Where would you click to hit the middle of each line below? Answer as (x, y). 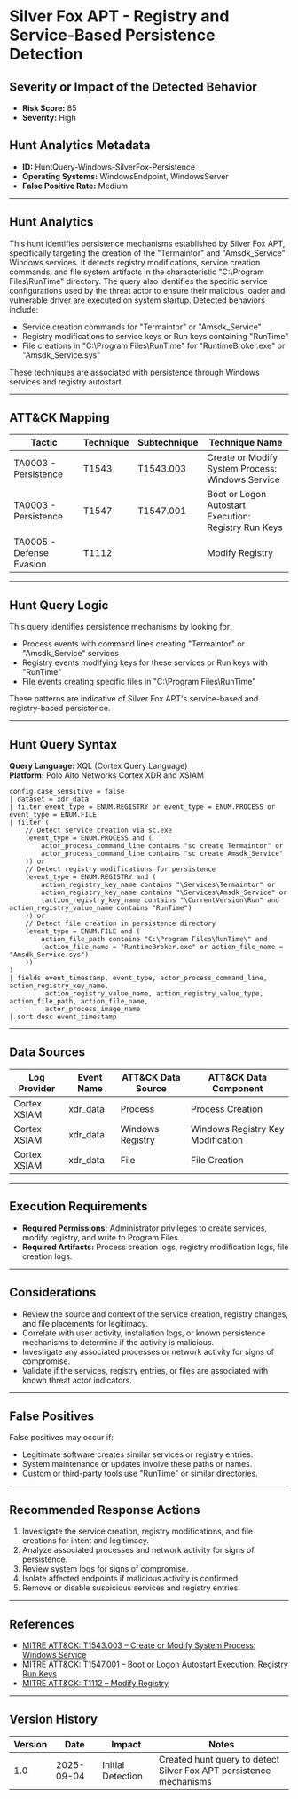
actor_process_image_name (93, 1010)
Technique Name (246, 443)
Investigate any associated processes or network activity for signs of (148, 1351)
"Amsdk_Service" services (71, 654)
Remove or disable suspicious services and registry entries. (131, 1588)
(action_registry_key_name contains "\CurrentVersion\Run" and (160, 900)
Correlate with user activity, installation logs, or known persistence (144, 1333)
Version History (53, 1720)
